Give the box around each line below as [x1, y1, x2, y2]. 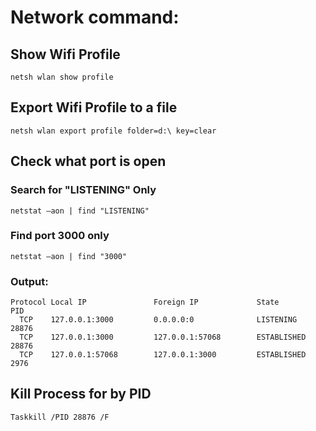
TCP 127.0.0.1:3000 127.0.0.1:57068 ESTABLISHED [19, 332, 307, 343]
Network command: [10, 6, 180, 29]
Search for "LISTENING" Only [10, 183, 157, 197]
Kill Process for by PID [10, 386, 152, 403]
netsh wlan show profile [10, 72, 114, 82]
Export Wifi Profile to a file [10, 99, 178, 116]
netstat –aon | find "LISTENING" [10, 206, 150, 216]
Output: [10, 274, 49, 288]
